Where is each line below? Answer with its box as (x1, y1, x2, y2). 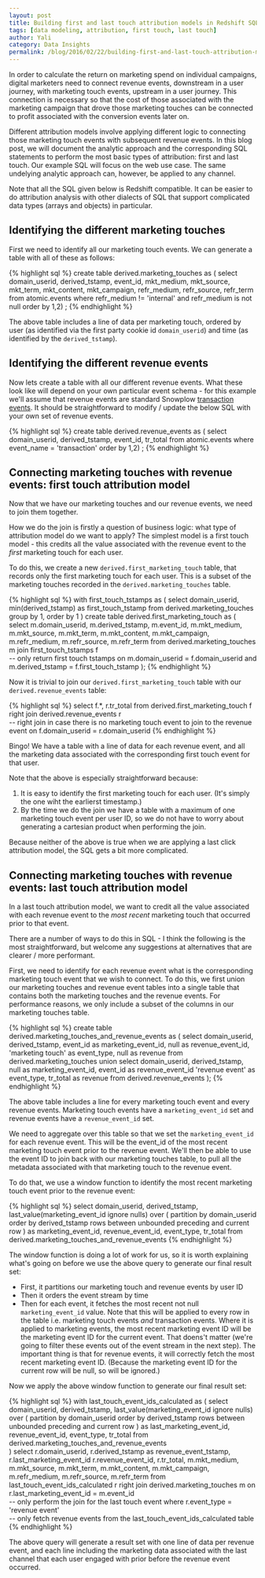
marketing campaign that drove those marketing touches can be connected (9, 103, 254, 113)
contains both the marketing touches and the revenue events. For (9, 991, 221, 1001)
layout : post (9, 11, 52, 20)
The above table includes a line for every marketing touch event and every (9, 1097, 250, 1107)
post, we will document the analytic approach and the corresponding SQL (9, 143, 248, 153)
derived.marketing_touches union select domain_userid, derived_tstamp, (9, 1057, 245, 1066)
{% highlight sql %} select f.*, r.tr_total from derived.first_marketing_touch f (9, 701, 252, 710)
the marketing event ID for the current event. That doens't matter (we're (20, 1333, 253, 1342)
